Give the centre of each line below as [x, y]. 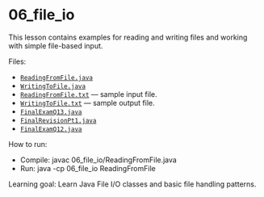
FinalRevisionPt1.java [58, 120]
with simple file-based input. [56, 45]
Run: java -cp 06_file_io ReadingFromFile [88, 168]
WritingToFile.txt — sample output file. [87, 103]
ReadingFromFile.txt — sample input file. [88, 94]
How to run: [28, 144]
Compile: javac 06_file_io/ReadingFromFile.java [98, 160]
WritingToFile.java [53, 86]
